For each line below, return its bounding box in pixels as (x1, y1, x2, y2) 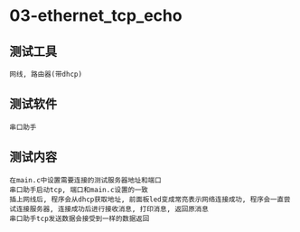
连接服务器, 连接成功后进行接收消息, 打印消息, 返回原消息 (15, 204, 210, 213)
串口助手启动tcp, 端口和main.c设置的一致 (9, 185, 149, 194)
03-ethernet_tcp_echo (9, 5, 183, 26)
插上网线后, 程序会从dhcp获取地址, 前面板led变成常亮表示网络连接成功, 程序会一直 (9, 195, 285, 204)
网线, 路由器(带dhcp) (9, 70, 83, 79)
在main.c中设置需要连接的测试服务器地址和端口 (9, 175, 162, 185)
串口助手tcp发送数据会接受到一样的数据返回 (9, 214, 150, 223)
